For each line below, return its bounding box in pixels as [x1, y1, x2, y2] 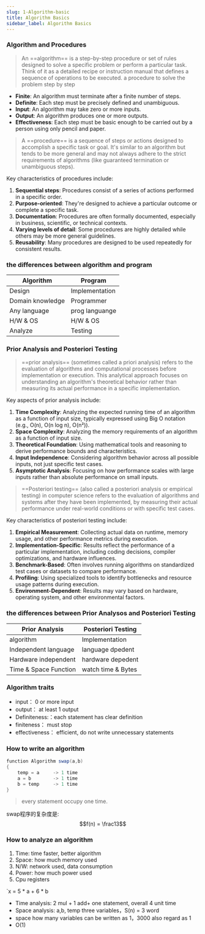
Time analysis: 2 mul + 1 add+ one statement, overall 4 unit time [15, 899, 176, 906]
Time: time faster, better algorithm [15, 849, 102, 857]
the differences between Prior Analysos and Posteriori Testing [6, 609, 196, 617]
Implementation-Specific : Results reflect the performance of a [15, 541, 175, 549]
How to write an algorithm [6, 744, 85, 753]
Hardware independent [9, 655, 76, 663]
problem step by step [21, 80, 75, 88]
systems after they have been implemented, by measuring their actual [21, 499, 198, 506]
